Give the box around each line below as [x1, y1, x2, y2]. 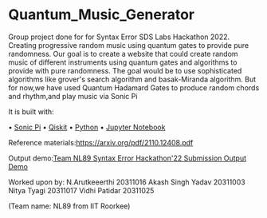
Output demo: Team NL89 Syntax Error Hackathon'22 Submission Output [8, 153, 247, 163]
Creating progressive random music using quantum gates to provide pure [8, 40, 249, 50]
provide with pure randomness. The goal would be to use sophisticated [8, 65, 242, 75]
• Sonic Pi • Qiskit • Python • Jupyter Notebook [8, 122, 166, 132]
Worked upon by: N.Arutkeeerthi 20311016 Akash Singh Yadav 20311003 [8, 177, 245, 187]
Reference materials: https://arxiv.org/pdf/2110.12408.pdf [8, 137, 194, 147]
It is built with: [8, 106, 54, 117]
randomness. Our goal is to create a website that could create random [8, 49, 238, 58]
